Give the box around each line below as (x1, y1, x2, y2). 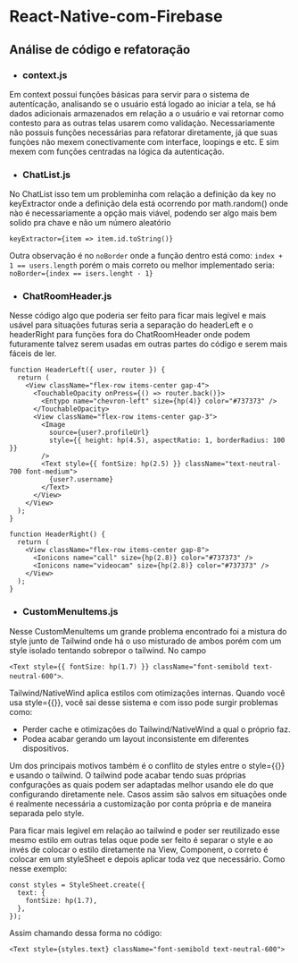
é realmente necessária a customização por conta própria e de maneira (9, 798, 272, 809)
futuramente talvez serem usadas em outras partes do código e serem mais (9, 338, 288, 350)
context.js (21, 69, 68, 81)
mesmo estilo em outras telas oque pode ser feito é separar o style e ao (9, 834, 274, 845)
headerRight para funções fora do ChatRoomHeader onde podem (9, 329, 251, 340)
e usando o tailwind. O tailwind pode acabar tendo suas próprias (9, 770, 247, 780)
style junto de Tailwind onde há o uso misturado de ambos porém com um (9, 635, 282, 646)
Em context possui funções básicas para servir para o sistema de (9, 89, 250, 99)
